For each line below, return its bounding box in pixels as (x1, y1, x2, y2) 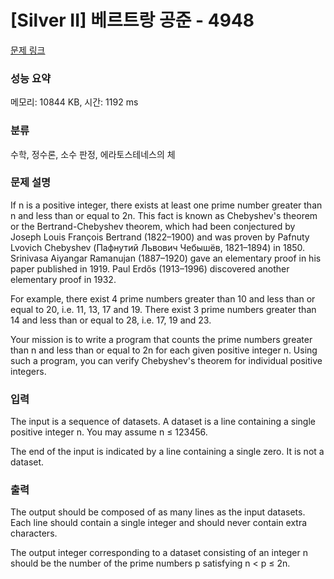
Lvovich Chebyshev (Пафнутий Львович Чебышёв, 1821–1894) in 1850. (10, 241, 306, 253)
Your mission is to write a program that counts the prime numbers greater (10, 333, 313, 345)
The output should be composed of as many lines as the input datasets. (10, 506, 306, 518)
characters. (10, 527, 58, 540)
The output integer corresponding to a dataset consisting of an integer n (10, 547, 308, 559)
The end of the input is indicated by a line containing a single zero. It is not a (10, 446, 325, 458)
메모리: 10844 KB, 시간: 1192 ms (10, 96, 139, 108)
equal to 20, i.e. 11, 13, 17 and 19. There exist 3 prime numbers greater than (10, 303, 317, 315)
